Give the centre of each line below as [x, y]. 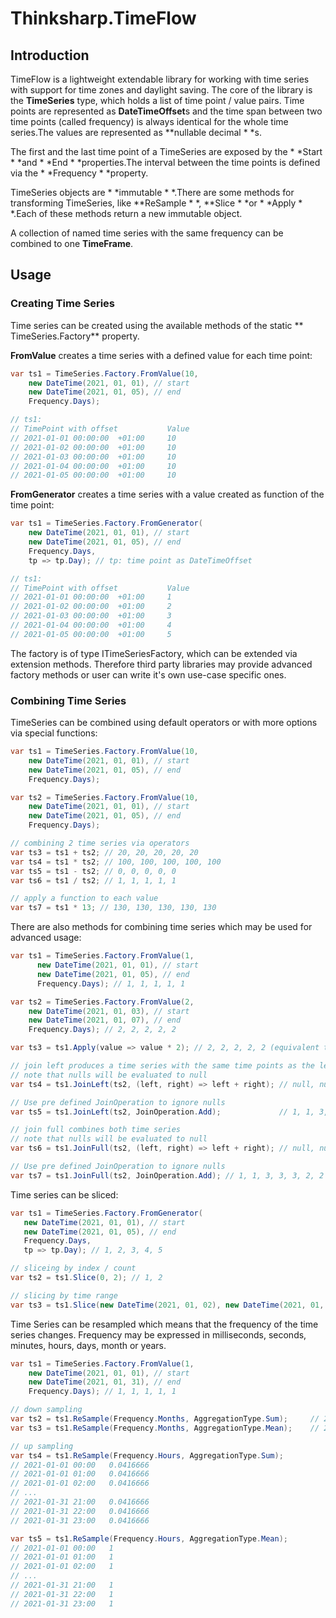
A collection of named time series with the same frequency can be [147, 233]
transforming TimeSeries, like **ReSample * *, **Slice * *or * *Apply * [156, 203]
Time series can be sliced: [64, 1194]
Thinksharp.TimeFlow [103, 18]
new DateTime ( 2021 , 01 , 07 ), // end [105, 1020]
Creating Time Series [63, 304]
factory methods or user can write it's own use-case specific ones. [148, 674]
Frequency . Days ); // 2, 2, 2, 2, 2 [102, 1030]
